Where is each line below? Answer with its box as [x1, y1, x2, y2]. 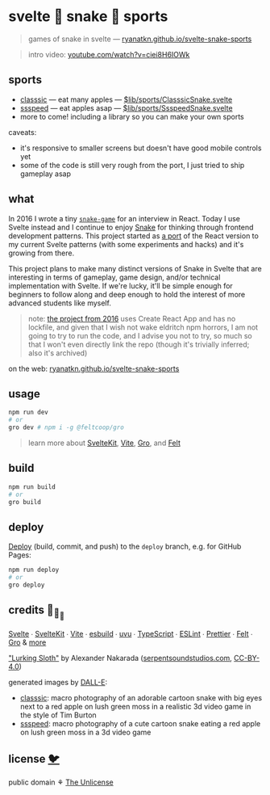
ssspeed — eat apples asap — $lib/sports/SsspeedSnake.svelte [19, 103, 233, 112]
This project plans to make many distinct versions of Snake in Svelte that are [8, 263, 262, 273]
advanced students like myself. [8, 298, 111, 308]
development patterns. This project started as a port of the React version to [8, 230, 260, 241]
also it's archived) [27, 347, 88, 358]
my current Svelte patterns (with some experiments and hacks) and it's [8, 239, 244, 249]
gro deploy [8, 581, 45, 589]
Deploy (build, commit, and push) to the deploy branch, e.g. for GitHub [8, 541, 242, 552]
